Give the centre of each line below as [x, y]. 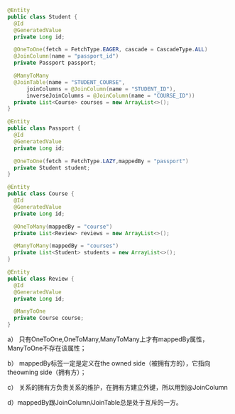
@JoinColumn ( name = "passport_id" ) [66, 56]
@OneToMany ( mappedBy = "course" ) [63, 227]
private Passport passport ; [55, 63]
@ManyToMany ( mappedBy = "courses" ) [66, 246]
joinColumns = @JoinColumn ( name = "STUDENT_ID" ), [101, 89]
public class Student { [43, 17]
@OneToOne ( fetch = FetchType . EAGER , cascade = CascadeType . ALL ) [111, 50]
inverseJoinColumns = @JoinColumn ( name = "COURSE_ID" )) [110, 95]
